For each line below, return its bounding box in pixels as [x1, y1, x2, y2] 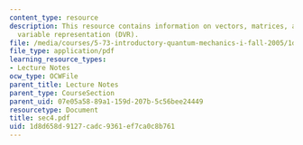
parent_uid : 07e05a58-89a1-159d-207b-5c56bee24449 [9, 96, 204, 106]
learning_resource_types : [9, 55, 106, 64]
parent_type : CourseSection [9, 88, 115, 97]
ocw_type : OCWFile [9, 72, 78, 81]
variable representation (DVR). [17, 30, 140, 39]
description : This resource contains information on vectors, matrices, [9, 22, 289, 31]
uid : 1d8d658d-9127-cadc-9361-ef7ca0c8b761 [9, 122, 176, 131]
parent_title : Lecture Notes [9, 80, 119, 89]
